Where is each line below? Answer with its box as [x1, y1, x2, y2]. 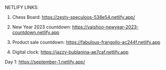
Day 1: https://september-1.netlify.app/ [5, 59, 85, 65]
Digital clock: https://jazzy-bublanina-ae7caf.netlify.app [12, 49, 129, 55]
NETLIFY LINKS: [5, 5, 39, 10]
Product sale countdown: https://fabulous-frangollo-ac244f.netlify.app [12, 39, 161, 45]
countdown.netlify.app [12, 29, 60, 35]
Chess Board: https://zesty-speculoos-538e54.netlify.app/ [12, 14, 135, 20]
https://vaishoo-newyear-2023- [72, 24, 139, 30]
